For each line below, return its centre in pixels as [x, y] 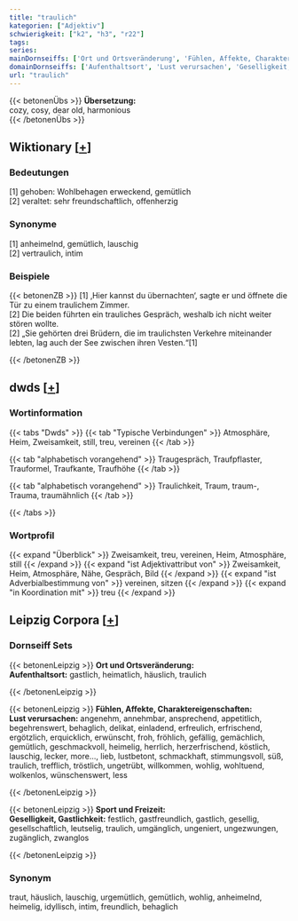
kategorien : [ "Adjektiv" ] [57, 26]
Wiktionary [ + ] [50, 147]
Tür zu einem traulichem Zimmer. [70, 305]
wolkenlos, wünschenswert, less [69, 774]
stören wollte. [34, 324]
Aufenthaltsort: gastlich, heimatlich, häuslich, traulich [108, 674]
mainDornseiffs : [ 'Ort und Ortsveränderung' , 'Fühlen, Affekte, [130, 59]
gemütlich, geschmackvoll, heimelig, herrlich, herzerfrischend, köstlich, [140, 746]
